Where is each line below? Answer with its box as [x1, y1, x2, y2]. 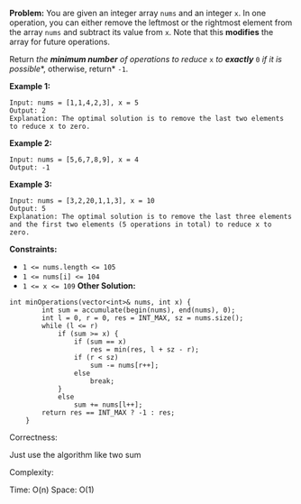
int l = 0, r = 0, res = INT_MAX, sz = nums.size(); [41, 314, 244, 323]
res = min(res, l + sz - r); [89, 345, 200, 354]
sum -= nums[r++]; [89, 361, 160, 370]
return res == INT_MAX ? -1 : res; [41, 408, 176, 417]
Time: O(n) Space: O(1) [9, 484, 95, 495]
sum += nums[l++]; [73, 400, 143, 409]
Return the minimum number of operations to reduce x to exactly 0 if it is [9, 54, 282, 64]
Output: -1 [9, 163, 50, 172]
